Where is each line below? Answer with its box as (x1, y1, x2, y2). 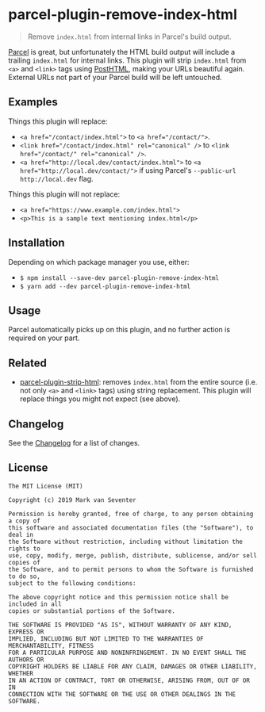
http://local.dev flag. (19, 174, 94, 183)
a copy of (8, 517, 41, 525)
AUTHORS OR (8, 656, 44, 664)
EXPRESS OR (8, 628, 44, 636)
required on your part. (8, 333, 80, 343)
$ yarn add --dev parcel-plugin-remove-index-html (19, 282, 191, 290)
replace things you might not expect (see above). (19, 394, 181, 404)
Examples (8, 95, 58, 109)
